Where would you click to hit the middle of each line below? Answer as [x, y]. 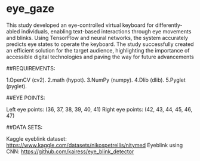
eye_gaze [30, 9]
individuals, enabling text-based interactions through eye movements [106, 31]
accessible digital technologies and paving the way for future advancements [100, 57]
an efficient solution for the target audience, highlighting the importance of [98, 50]
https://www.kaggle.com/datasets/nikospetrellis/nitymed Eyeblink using [95, 145]
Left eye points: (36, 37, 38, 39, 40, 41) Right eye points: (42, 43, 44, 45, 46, [99, 109]
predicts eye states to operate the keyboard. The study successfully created [100, 44]
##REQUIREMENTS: [31, 68]
